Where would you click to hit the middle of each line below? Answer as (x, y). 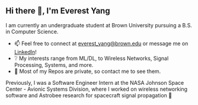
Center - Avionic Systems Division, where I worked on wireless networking (97, 89)
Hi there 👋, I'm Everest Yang (58, 11)
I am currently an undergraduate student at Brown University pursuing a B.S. (99, 25)
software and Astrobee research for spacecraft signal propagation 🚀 (89, 95)
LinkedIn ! (25, 52)
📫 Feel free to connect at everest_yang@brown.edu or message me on (101, 43)
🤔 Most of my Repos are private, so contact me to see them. (87, 71)
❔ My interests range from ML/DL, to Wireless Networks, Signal (91, 58)
